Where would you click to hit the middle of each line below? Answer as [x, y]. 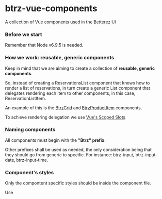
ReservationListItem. [25, 98]
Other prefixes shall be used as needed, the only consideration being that [78, 149]
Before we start [24, 34]
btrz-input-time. [32, 160]
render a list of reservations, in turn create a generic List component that [78, 88]
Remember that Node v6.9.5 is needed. [44, 45]
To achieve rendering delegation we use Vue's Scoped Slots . [66, 117]
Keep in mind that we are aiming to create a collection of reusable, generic [80, 68]
